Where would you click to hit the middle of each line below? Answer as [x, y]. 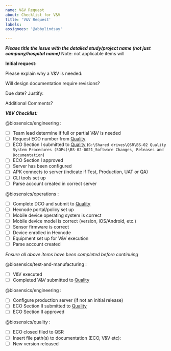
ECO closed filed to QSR [38, 332]
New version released [35, 343]
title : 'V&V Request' [28, 19]
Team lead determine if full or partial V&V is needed [67, 133]
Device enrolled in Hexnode [42, 232]
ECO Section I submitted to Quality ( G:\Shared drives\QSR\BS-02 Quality [89, 144]
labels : [14, 24]
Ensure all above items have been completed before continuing [72, 255]
